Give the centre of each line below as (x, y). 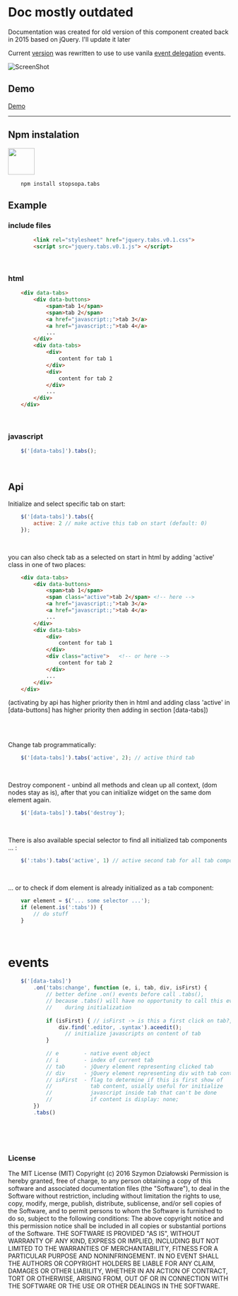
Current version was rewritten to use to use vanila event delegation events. (117, 53)
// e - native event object (98, 1054)
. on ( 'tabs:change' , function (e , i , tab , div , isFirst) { (120, 988)
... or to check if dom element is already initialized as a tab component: (111, 888)
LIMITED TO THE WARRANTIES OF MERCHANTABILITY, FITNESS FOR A (113, 1249)
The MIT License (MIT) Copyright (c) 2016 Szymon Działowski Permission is (118, 1174)
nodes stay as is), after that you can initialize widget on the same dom (109, 792)
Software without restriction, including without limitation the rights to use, (115, 1196)
